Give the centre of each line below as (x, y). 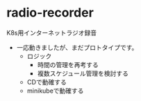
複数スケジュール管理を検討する (83, 73)
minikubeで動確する (55, 91)
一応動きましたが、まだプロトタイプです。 (77, 47)
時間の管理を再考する (68, 64)
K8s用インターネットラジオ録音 (52, 33)
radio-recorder (50, 13)
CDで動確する (47, 82)
